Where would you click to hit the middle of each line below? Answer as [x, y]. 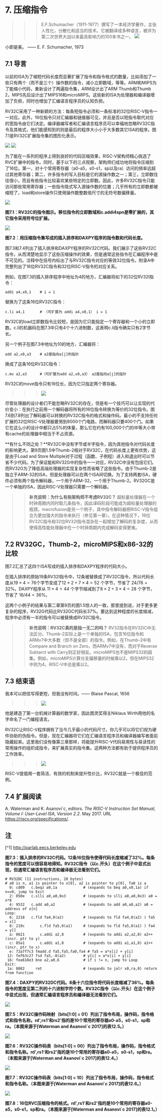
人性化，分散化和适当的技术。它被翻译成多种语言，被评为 [98, 30]
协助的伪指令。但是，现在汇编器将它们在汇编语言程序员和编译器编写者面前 [83, 736]
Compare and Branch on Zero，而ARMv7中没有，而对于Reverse [93, 646]
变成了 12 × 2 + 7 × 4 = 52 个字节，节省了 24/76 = [98, 583]
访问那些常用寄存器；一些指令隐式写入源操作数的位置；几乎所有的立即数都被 [81, 186]
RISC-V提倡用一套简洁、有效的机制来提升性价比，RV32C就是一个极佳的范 [79, 774]
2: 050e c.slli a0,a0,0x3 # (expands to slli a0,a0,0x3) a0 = [83, 896]
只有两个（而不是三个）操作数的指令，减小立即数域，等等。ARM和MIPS [81, 82]
